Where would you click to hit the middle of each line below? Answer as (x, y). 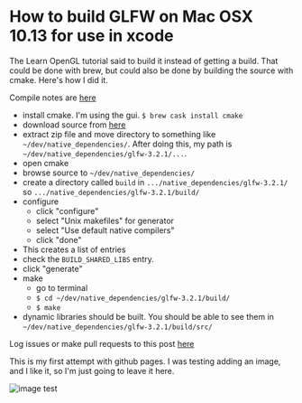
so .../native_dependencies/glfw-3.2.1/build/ (111, 192)
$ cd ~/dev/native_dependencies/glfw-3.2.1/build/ (133, 298)
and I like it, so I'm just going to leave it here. (92, 370)
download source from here (74, 125)
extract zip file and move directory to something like (119, 134)
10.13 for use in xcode (92, 36)
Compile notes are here (53, 98)
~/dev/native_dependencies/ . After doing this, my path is (127, 144)
